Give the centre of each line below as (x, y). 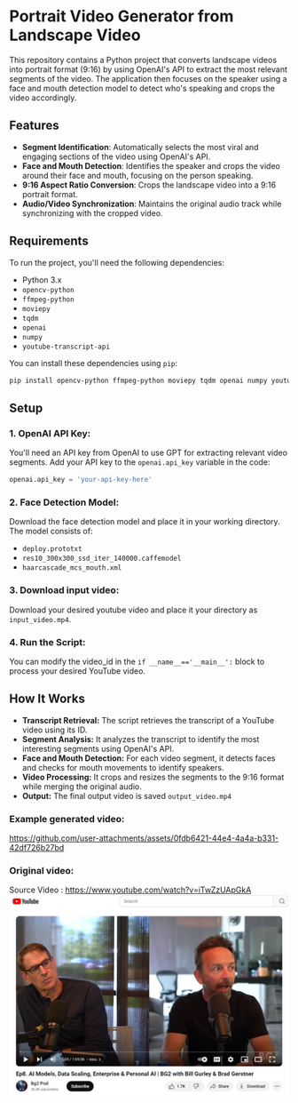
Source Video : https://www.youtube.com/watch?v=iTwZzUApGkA (130, 890)
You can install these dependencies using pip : (94, 363)
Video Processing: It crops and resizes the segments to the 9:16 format (153, 777)
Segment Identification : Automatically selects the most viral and (140, 147)
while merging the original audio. (82, 786)
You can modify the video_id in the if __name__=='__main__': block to (137, 661)
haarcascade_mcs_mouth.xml (72, 568)
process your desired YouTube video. (78, 671)
